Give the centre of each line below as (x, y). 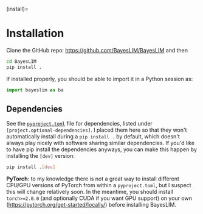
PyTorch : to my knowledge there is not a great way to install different (93, 179)
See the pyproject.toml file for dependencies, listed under (80, 124)
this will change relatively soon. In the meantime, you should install (90, 192)
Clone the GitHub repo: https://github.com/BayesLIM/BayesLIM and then (97, 50)
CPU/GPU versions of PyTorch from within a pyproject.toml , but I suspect (99, 185)
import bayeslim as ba (35, 90)
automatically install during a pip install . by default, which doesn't (93, 137)
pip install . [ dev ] (31, 167)
